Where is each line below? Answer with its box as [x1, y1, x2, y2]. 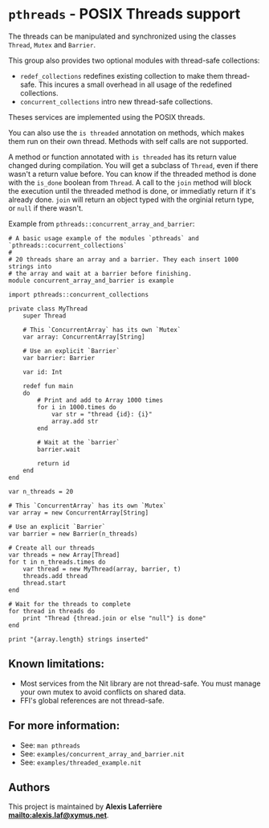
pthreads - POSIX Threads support [8, 5, 241, 23]
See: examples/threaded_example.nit [19, 757, 142, 767]
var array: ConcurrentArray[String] [22, 333, 146, 341]
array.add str [51, 417, 99, 425]
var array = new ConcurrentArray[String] [8, 508, 149, 517]
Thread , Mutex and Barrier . [8, 39, 96, 49]
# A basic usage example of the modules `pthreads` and [8, 234, 199, 242]
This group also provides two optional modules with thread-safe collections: [8, 55, 260, 65]
